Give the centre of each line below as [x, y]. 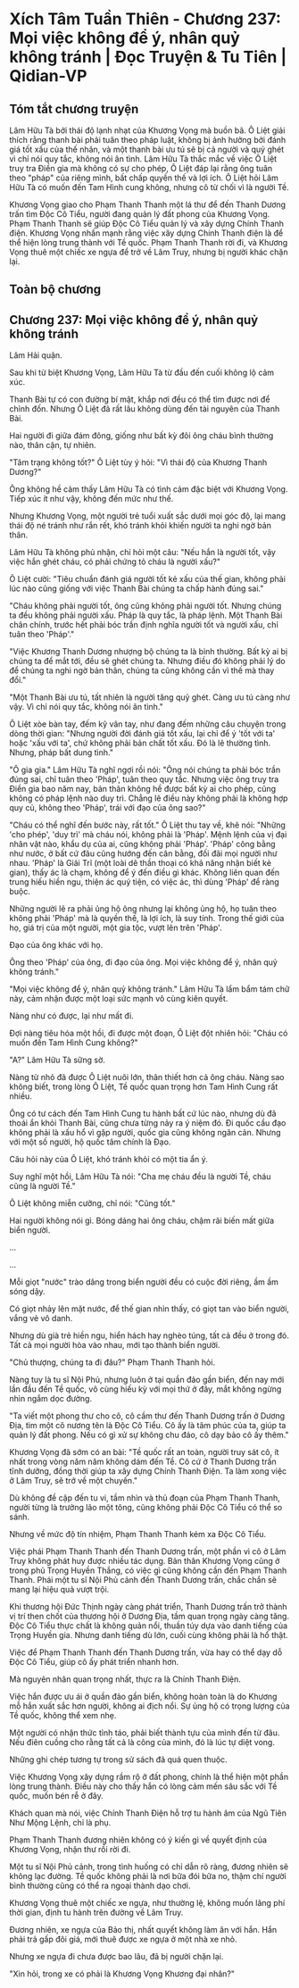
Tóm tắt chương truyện [74, 108]
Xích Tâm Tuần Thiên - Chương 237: [145, 19]
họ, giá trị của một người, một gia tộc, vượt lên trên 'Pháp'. [116, 927]
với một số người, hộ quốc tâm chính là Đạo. [90, 1142]
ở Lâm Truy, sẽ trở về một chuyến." [74, 1481]
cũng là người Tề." [42, 1186]
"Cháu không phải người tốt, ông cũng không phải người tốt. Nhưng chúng [145, 606]
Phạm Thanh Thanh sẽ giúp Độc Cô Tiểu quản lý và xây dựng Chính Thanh [146, 224]
